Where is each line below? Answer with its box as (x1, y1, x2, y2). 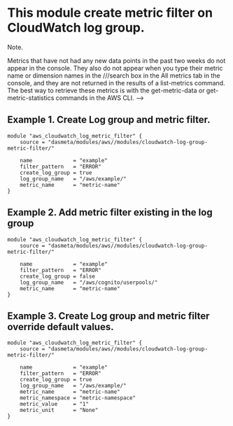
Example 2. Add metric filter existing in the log (7, 206, 213, 218)
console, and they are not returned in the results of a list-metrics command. (7, 78, 225, 87)
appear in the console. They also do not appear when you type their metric (7, 64, 223, 72)
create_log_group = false (20, 273, 96, 280)
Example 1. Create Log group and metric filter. (7, 114, 211, 126)
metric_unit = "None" (20, 407, 99, 414)
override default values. (7, 320, 114, 333)
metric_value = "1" (20, 401, 90, 408)
